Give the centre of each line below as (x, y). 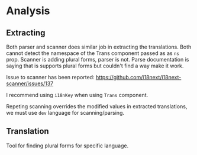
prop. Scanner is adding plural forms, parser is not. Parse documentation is (98, 59)
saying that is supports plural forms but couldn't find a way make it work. (95, 66)
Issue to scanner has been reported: (50, 77)
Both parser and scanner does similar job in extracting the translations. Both (99, 47)
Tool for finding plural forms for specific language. (67, 146)
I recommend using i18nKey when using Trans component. (77, 95)
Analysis (28, 11)
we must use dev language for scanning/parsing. (65, 113)
